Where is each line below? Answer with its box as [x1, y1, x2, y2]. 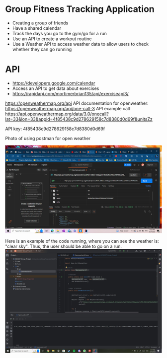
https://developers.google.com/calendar [12, 80, 95, 86]
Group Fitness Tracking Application [5, 3, 155, 15]
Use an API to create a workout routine [12, 36, 92, 42]
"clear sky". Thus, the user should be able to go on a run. [5, 243, 122, 249]
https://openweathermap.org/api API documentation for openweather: [5, 100, 149, 106]
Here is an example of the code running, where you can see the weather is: [5, 238, 159, 244]
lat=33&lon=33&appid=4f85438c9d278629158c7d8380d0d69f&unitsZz [5, 116, 153, 122]
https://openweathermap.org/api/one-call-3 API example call [5, 105, 130, 111]
